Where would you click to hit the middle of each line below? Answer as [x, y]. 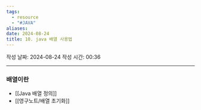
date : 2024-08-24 [28, 34]
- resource [25, 17]
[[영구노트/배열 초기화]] [42, 101]
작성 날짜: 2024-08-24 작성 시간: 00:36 [53, 57]
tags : [13, 12]
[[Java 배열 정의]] [36, 93]
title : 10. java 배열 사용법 [39, 39]
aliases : [17, 28]
